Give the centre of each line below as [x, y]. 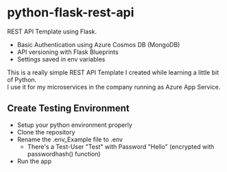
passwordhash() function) [64, 154]
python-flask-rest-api [71, 13]
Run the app [34, 161]
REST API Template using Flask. [52, 31]
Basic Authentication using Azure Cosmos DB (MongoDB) [98, 44]
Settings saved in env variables [61, 59]
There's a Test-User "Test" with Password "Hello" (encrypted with [121, 146]
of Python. [22, 79]
